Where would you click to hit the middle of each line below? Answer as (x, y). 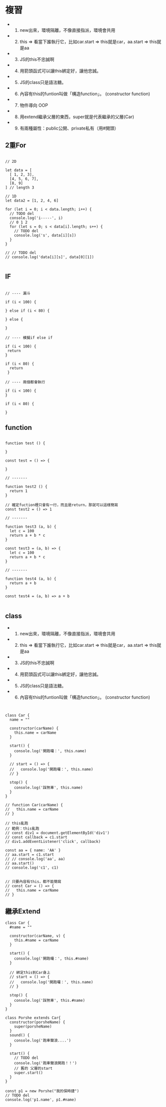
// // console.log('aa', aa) (35, 859)
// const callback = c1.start (36, 837)
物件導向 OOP (34, 105)
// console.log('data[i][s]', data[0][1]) (50, 257)
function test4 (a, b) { (31, 579)
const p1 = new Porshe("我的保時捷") (42, 1091)
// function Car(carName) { (34, 805)
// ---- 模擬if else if (29, 338)
